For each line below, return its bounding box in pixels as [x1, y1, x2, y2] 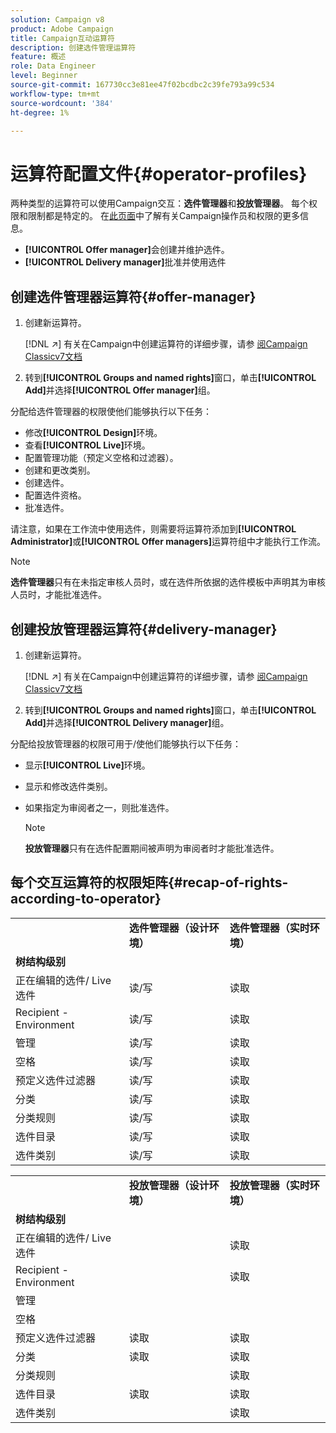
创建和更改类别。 [24, 464, 96, 476]
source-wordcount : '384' [10, 98, 114, 108]
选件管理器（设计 [128, 921, 210, 935]
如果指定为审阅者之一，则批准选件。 [24, 801, 175, 813]
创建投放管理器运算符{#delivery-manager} [10, 621, 278, 638]
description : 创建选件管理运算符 [10, 42, 137, 53]
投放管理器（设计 [128, 1178, 210, 1192]
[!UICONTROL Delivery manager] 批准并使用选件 [24, 256, 227, 268]
